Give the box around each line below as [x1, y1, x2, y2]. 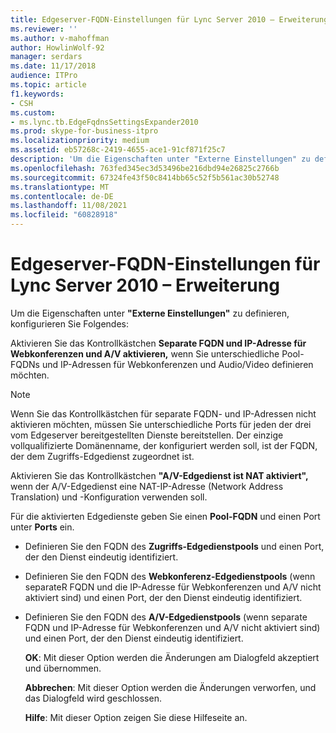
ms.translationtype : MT [10, 182, 110, 192]
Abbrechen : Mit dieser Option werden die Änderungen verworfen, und [24, 681, 317, 693]
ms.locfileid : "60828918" [10, 210, 118, 220]
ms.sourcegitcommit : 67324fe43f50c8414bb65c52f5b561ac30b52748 [10, 172, 280, 183]
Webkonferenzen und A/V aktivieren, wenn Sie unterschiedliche [10, 347, 280, 360]
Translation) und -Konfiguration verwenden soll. [10, 491, 208, 503]
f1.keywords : [10, 89, 65, 99]
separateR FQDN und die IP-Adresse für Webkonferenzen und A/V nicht [24, 581, 322, 593]
